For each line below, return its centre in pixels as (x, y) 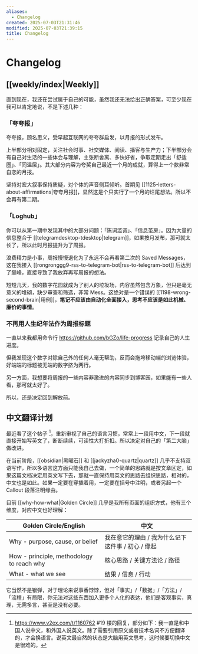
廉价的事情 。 (22, 307)
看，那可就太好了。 (29, 385)
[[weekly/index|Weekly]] (53, 84)
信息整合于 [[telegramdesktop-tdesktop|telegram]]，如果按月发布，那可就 (96, 237)
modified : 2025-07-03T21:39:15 (44, 28)
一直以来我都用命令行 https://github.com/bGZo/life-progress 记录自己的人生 (98, 338)
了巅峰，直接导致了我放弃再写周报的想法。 (58, 272)
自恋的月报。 (22, 172)
